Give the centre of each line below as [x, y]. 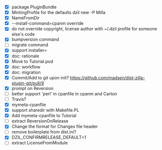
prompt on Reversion [32, 88]
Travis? [19, 99]
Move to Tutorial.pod [32, 61]
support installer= [29, 50]
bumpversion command [35, 39]
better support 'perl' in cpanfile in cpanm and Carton [64, 93]
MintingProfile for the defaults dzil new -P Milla [58, 13]
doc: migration [26, 72]
